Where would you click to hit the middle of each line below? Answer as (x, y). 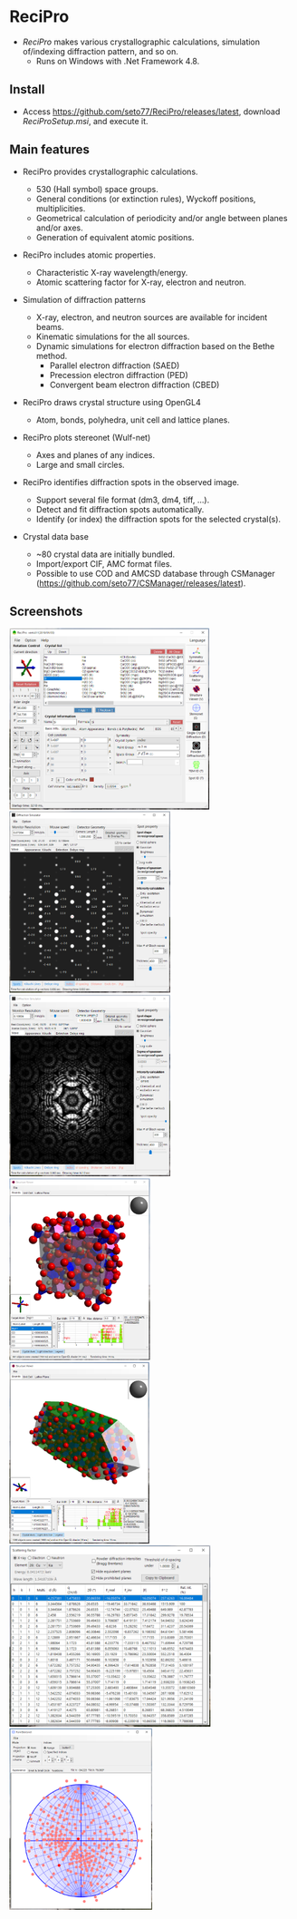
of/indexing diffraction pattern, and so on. (100, 51)
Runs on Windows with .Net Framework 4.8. (118, 61)
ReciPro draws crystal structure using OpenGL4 (112, 402)
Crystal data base (55, 536)
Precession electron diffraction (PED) (119, 375)
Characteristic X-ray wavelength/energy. (112, 272)
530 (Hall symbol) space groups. (97, 189)
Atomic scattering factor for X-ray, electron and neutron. (141, 282)
